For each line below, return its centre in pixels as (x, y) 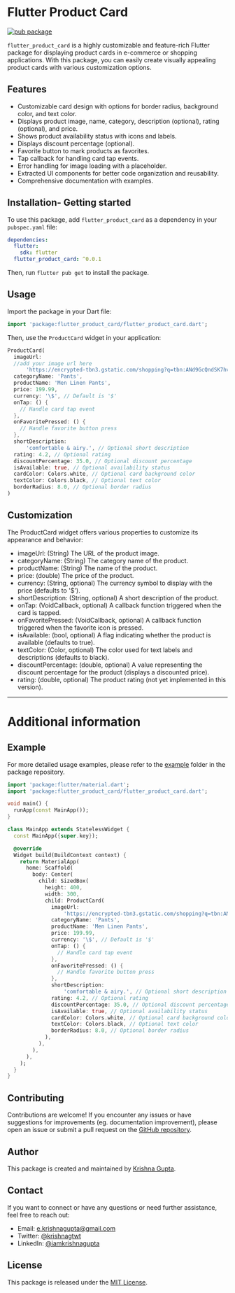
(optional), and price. (48, 128)
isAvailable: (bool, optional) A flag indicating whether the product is (114, 635)
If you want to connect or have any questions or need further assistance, (112, 1207)
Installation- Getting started (69, 203)
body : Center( (53, 875)
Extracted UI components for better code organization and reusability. (118, 173)
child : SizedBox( (64, 881)
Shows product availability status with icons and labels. (97, 136)
